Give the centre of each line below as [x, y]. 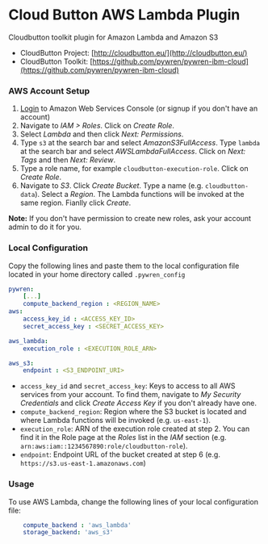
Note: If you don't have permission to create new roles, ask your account [130, 219]
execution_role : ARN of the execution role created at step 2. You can [135, 429]
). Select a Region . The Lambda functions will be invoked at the [140, 195]
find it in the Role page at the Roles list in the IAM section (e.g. [124, 437]
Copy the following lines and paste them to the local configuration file [124, 266]
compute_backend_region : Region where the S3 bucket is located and [133, 412]
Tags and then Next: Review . [68, 160]
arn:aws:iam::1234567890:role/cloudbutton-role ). [104, 446]
